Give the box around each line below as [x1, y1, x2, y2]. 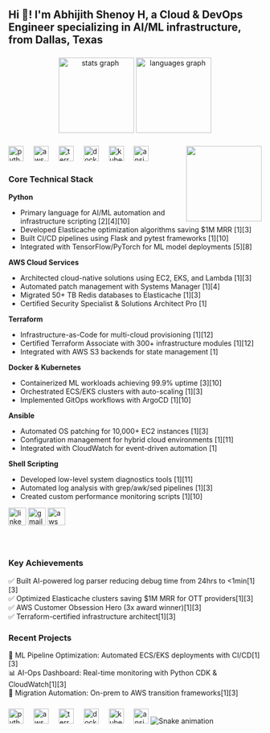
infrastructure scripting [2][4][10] [19, 216, 130, 226]
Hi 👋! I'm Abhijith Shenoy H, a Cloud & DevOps [8, 8, 243, 22]
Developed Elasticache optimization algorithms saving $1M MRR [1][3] [19, 224, 252, 234]
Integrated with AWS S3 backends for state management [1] [19, 346, 219, 356]
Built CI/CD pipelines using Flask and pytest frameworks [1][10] [19, 233, 229, 243]
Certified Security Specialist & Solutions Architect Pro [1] [19, 298, 207, 308]
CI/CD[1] [231, 650, 260, 660]
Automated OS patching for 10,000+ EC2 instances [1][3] [19, 426, 209, 436]
